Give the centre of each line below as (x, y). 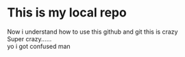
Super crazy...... (29, 38)
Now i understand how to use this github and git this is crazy (92, 32)
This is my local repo (67, 13)
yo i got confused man (39, 46)
